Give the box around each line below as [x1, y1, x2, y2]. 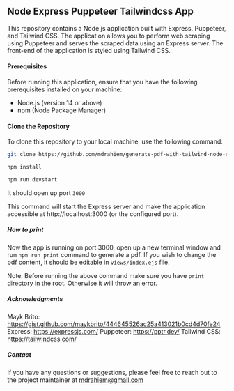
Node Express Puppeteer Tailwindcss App [7, 6, 194, 17]
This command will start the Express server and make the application [7, 202, 205, 210]
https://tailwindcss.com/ [7, 335, 77, 343]
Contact [7, 351, 31, 359]
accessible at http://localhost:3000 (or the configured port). [7, 209, 179, 218]
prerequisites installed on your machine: [7, 85, 123, 93]
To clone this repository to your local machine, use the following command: [7, 137, 223, 146]
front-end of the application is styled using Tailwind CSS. [7, 46, 171, 54]
